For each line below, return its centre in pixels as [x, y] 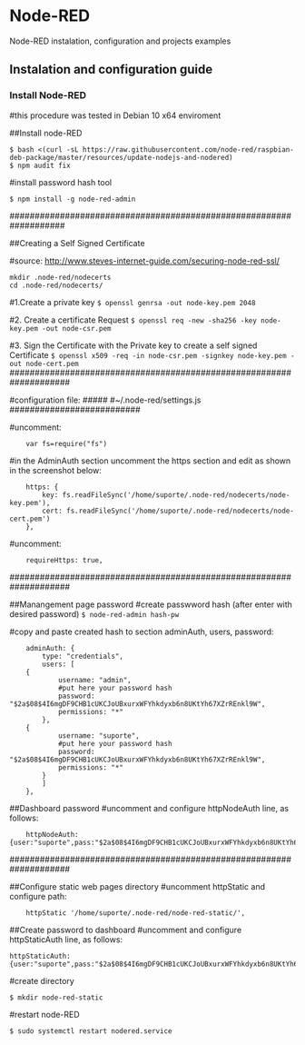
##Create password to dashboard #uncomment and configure [126, 930]
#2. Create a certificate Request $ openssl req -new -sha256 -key [133, 320]
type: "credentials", [83, 656]
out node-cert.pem [44, 363]
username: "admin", [94, 680]
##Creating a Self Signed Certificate [77, 243]
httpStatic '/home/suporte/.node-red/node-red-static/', [136, 913]
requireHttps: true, [64, 560]
